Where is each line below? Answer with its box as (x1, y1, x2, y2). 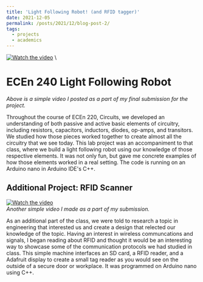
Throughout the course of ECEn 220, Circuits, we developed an (6, 113, 165, 120)
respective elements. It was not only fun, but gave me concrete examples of (6, 152, 196, 159)
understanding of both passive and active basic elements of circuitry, (6, 120, 180, 127)
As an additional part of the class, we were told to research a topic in (6, 217, 178, 224)
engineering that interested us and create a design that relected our (6, 223, 176, 231)
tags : (6, 26, 20, 32)
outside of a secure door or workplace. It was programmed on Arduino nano (6, 262, 197, 269)
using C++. (6, 269, 35, 276)
